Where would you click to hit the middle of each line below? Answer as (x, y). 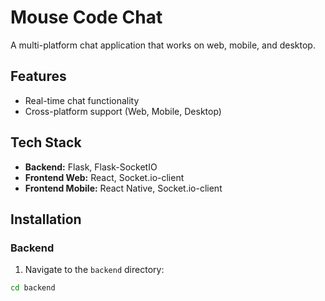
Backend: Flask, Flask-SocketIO (91, 167)
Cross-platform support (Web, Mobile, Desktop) (123, 111)
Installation (46, 219)
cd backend (33, 288)
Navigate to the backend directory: (94, 270)
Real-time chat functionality (82, 100)
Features (38, 76)
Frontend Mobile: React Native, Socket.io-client (123, 188)
